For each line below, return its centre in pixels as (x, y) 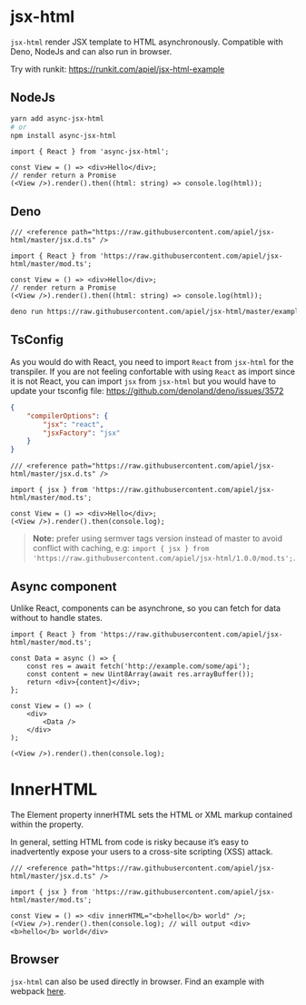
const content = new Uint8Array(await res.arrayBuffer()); (141, 674)
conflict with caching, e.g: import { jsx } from (121, 548)
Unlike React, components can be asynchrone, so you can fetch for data (145, 608)
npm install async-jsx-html (64, 135)
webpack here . (38, 990)
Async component (64, 586)
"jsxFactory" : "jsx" (82, 433)
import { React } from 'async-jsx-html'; (90, 152)
